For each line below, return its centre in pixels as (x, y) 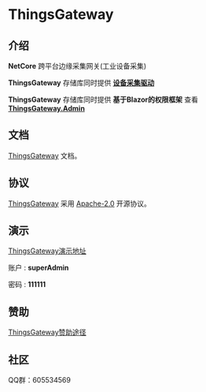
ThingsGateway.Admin (46, 108)
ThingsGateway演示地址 (47, 251)
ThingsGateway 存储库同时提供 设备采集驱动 (81, 83)
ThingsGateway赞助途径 (47, 332)
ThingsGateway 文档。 (45, 155)
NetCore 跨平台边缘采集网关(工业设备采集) (77, 66)
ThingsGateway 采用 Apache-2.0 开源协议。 (80, 203)
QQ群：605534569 (39, 380)
